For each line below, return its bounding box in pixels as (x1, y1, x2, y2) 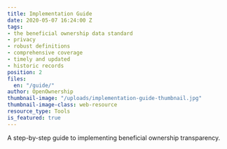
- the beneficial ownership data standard (7, 29, 133, 37)
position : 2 (7, 69, 42, 76)
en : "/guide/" (13, 82, 55, 89)
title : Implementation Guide (7, 10, 92, 17)
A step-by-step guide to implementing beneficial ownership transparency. (7, 134, 221, 142)
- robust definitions (7, 43, 71, 50)
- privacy (7, 36, 36, 43)
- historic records (7, 62, 64, 69)
